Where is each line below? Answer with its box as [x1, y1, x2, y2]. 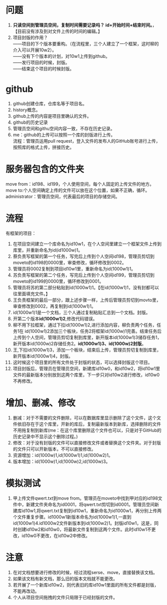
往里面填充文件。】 [12, 290, 50, 297]
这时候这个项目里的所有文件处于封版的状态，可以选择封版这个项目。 [12, 359, 153, 365]
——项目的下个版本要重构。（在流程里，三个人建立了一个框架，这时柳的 [12, 40, 159, 46]
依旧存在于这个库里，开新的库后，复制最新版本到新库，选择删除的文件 [17, 421, 161, 427]
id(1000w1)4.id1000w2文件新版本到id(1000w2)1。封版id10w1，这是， [12, 520, 155, 526]
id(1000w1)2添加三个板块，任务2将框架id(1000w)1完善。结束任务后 [24, 328, 162, 334]
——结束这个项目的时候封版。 [12, 65, 74, 71]
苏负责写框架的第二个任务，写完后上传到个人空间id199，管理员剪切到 [12, 272, 155, 278]
